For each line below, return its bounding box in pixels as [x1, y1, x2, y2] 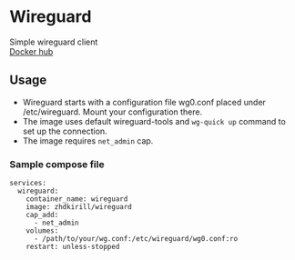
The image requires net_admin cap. [22, 135, 154, 146]
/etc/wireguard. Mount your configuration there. [22, 106, 203, 117]
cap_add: [25, 211, 59, 220]
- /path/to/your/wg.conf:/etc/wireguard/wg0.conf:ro [33, 235, 239, 244]
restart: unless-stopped [25, 243, 120, 252]
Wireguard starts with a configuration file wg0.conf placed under [22, 96, 267, 107]
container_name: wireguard [25, 195, 128, 204]
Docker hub [9, 45, 54, 56]
